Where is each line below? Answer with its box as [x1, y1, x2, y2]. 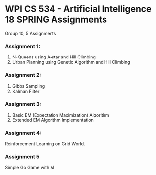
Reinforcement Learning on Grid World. [5, 141, 85, 147]
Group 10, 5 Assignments [5, 30, 56, 36]
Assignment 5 [5, 153, 40, 160]
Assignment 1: [5, 43, 41, 50]
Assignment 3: [5, 101, 42, 108]
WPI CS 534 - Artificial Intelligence [5, 3, 152, 15]
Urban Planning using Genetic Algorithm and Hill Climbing [12, 59, 130, 65]
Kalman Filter [12, 88, 40, 94]
